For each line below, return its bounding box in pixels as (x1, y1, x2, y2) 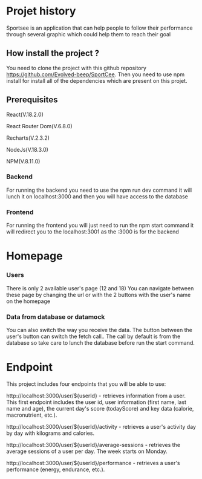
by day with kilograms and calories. (6, 429, 95, 437)
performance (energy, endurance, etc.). (6, 466, 105, 473)
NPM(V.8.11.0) (6, 157, 41, 165)
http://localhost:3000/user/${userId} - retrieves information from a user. (6, 392, 186, 399)
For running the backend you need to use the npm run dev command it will (6, 186, 192, 194)
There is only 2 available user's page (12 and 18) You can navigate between (6, 284, 194, 292)
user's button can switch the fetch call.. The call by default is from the (6, 333, 181, 340)
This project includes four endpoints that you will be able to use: (6, 380, 166, 388)
